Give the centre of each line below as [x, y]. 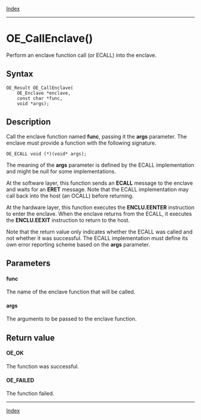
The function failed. [31, 394]
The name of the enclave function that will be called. [71, 292]
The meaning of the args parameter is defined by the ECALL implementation [100, 165]
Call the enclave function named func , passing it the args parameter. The [97, 136]
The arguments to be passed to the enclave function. [71, 319]
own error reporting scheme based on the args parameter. [78, 244]
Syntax [20, 74]
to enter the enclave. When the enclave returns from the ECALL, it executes [99, 214]
